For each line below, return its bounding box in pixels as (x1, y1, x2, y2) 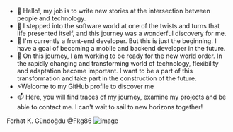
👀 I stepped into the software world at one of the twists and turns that (16, 22, 220, 30)
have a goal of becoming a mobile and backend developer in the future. (16, 44, 226, 52)
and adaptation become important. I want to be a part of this (16, 67, 193, 75)
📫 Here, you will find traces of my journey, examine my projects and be (16, 92, 227, 101)
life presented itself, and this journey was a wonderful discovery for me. (16, 29, 227, 37)
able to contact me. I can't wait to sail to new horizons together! (16, 103, 203, 111)
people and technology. (16, 14, 86, 23)
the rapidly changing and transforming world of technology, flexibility (16, 59, 219, 67)
